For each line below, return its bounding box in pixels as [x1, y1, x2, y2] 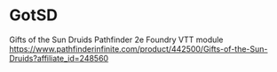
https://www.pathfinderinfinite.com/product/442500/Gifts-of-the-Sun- [9, 43, 268, 54]
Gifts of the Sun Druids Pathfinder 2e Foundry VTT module [9, 34, 224, 45]
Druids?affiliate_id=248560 [9, 53, 109, 63]
